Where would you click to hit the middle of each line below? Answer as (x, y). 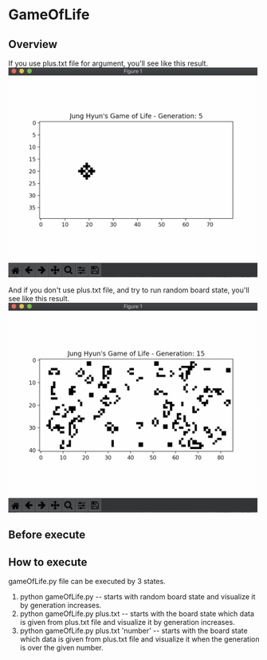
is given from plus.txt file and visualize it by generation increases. (127, 622)
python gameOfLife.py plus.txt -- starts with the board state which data (137, 614)
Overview (33, 44)
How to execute (48, 562)
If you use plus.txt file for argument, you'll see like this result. (108, 63)
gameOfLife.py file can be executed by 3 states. (87, 582)
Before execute (47, 535)
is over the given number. (61, 648)
